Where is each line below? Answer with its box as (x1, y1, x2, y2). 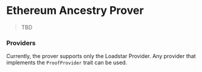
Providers (6, 39, 36, 47)
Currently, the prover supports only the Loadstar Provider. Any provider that (6, 53, 196, 60)
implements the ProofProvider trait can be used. (6, 59, 128, 67)
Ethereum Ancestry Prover (6, 4, 144, 18)
